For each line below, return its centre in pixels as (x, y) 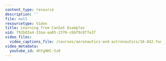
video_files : (19, 37)
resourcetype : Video (26, 23)
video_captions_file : (32, 42)
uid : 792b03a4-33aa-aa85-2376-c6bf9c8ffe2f (51, 32)
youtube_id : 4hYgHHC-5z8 (35, 51)
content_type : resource (30, 10)
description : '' (22, 14)
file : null (16, 19)
